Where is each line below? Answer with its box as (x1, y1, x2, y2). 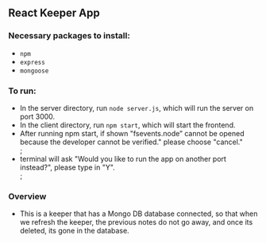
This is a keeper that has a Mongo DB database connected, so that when (19, 209, 258, 218)
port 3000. (19, 112, 56, 121)
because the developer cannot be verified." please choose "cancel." (19, 137, 244, 147)
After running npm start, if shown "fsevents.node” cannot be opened (19, 128, 245, 138)
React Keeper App (8, 6, 101, 20)
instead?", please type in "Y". (19, 163, 115, 172)
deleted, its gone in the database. (19, 226, 129, 236)
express (19, 58, 45, 66)
